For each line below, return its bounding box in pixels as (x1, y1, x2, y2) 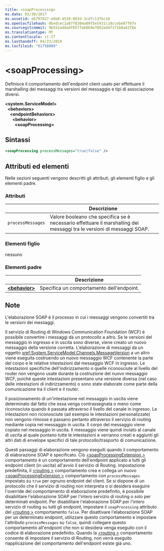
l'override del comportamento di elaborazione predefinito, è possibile (5, 488, 144, 494)
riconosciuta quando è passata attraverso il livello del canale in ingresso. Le (5, 406, 158, 412)
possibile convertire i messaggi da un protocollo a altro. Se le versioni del (5, 334, 152, 340)
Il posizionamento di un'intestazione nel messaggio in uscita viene (5, 395, 138, 401)
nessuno (5, 252, 23, 257)
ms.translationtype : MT (5, 30, 54, 35)
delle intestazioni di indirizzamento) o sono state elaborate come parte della (5, 381, 158, 387)
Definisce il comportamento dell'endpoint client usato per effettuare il (5, 81, 145, 87)
